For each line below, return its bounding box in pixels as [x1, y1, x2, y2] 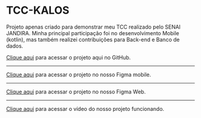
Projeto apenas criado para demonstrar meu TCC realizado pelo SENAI [6, 23, 181, 30]
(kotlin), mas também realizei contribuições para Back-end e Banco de [6, 36, 180, 43]
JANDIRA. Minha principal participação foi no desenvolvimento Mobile [6, 29, 179, 36]
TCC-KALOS [6, 4, 70, 17]
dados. [6, 42, 23, 49]
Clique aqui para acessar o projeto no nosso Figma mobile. [6, 71, 151, 78]
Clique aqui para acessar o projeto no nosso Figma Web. [6, 88, 146, 95]
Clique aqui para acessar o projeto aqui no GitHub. [6, 54, 131, 61]
